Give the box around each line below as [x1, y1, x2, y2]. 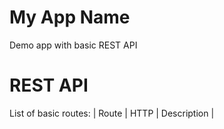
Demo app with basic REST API [9, 39, 138, 51]
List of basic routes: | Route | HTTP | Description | [9, 107, 215, 119]
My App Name [9, 6, 131, 29]
